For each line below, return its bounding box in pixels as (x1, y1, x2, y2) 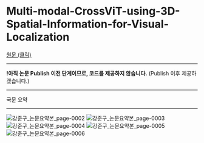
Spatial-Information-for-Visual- (6, 17, 169, 31)
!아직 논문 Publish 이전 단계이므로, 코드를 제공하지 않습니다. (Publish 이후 (6, 69, 180, 77)
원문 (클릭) (6, 51, 32, 58)
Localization (6, 30, 70, 44)
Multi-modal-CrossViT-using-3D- (6, 4, 180, 18)
